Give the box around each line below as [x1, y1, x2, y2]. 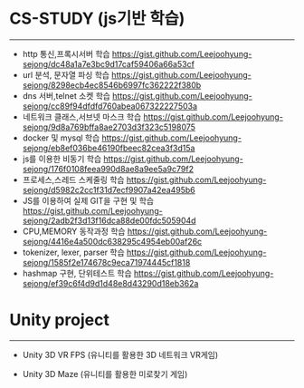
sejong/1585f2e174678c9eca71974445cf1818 [22, 257, 191, 267]
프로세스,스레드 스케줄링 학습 [22, 174, 125, 185]
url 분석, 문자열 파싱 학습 [22, 69, 110, 80]
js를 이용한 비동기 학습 [22, 153, 102, 164]
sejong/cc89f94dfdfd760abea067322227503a [22, 101, 197, 112]
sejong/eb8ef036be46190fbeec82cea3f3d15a [22, 142, 195, 153]
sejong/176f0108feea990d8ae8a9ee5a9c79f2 [22, 163, 195, 174]
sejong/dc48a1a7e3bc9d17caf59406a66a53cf [22, 58, 195, 69]
